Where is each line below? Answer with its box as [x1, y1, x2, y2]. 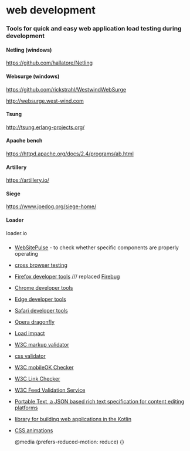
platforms [14, 404, 38, 411]
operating [14, 250, 38, 257]
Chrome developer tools [14, 284, 73, 291]
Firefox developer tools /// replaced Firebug [14, 273, 120, 280]
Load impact [14, 330, 45, 337]
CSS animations [14, 427, 53, 434]
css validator [14, 352, 46, 360]
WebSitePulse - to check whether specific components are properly [14, 244, 179, 251]
